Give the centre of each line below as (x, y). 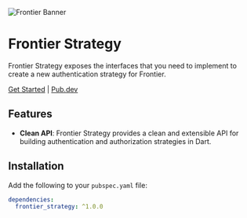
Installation (36, 166)
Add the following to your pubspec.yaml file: (78, 185)
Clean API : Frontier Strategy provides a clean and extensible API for (129, 133)
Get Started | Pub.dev (43, 89)
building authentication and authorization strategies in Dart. (115, 141)
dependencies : (31, 200)
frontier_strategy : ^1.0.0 (59, 207)
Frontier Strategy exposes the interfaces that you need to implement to (123, 65)
